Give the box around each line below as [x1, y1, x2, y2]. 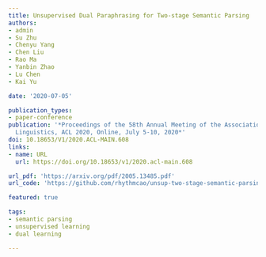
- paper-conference [8, 114, 73, 122]
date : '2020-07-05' [8, 92, 73, 100]
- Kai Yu [8, 77, 37, 85]
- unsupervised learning [8, 222, 90, 230]
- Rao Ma [8, 56, 37, 64]
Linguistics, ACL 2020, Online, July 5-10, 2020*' [15, 128, 186, 137]
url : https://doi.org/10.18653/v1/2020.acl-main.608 [15, 157, 193, 166]
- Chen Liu [8, 48, 44, 56]
